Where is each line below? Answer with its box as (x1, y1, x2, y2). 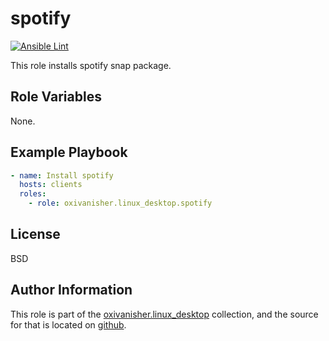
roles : (19, 189, 47, 199)
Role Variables (10, 88, 102, 106)
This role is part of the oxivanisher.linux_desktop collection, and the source (10, 308, 319, 320)
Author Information (10, 282, 133, 299)
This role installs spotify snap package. (10, 59, 172, 71)
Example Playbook (10, 144, 128, 161)
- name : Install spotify (10, 170, 114, 181)
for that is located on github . (10, 318, 127, 331)
